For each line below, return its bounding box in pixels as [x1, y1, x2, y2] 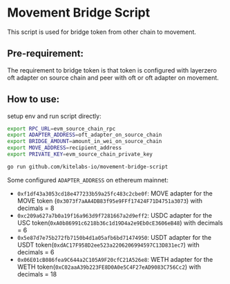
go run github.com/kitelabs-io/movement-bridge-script [7, 163, 169, 170]
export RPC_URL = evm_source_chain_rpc [7, 125, 116, 132]
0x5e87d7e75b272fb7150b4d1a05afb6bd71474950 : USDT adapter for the [17, 233, 212, 241]
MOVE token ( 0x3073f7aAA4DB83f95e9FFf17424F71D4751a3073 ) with [17, 196, 202, 205]
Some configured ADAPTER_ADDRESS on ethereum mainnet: [7, 176, 169, 184]
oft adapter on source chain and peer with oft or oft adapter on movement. [7, 73, 219, 82]
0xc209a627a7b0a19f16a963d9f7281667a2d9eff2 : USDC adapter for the [17, 211, 213, 219]
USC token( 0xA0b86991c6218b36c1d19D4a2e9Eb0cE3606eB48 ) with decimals [17, 218, 223, 227]
